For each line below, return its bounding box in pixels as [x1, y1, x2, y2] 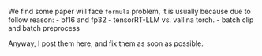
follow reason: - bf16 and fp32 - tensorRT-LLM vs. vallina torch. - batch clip [8, 15, 254, 24]
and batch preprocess [8, 24, 80, 32]
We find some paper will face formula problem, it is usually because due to [8, 7, 251, 16]
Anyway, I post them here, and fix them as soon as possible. [8, 39, 204, 48]
